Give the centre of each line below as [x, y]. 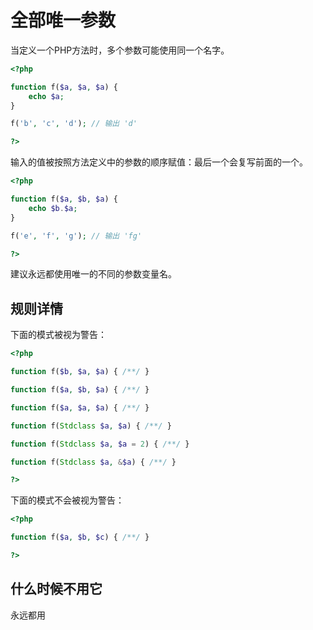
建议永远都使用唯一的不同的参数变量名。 [93, 274]
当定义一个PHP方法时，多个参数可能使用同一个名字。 [120, 50]
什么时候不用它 [56, 589]
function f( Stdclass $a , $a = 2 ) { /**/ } [100, 444]
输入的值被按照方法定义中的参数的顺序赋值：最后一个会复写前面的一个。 [159, 162]
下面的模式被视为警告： [58, 335]
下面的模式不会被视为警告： [67, 500]
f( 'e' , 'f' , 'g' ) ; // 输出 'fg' [76, 236]
